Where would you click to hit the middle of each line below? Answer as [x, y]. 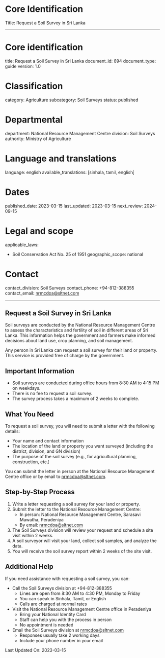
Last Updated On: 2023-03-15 [36, 650]
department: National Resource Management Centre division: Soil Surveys [80, 133]
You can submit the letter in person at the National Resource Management [80, 471]
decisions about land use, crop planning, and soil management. [69, 341]
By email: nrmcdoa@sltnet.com [51, 525]
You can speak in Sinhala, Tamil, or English [63, 598]
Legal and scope [39, 231]
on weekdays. [26, 388]
